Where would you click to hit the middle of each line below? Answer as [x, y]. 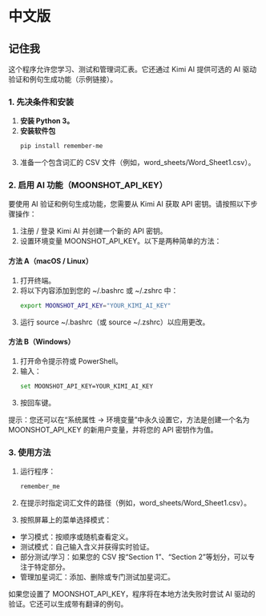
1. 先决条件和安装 [41, 102]
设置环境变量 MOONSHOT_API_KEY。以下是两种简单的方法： [121, 241]
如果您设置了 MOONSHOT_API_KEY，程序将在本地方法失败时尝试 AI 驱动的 [132, 594]
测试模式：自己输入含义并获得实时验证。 [87, 546]
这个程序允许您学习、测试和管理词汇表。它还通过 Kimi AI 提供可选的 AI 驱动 [133, 69]
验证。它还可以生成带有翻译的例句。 [68, 604]
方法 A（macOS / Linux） [51, 261]
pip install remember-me [61, 146]
